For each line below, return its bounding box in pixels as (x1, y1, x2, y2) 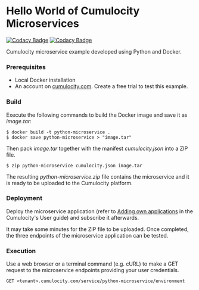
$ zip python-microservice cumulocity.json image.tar (6, 163, 143, 169)
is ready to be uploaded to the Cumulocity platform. (6, 179, 133, 186)
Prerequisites (6, 63, 46, 71)
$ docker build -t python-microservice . (6, 129, 111, 135)
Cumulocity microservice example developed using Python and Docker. (6, 48, 182, 55)
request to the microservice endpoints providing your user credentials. (6, 267, 179, 274)
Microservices (6, 17, 79, 30)
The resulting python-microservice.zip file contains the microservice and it (6, 173, 189, 180)
